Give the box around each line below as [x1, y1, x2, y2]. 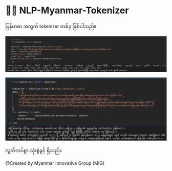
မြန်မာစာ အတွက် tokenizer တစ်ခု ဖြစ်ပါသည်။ [5, 23, 96, 29]
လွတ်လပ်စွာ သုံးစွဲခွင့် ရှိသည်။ [5, 147, 62, 153]
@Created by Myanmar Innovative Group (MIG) [5, 160, 105, 166]
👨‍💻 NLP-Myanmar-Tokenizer [5, 5, 129, 16]
